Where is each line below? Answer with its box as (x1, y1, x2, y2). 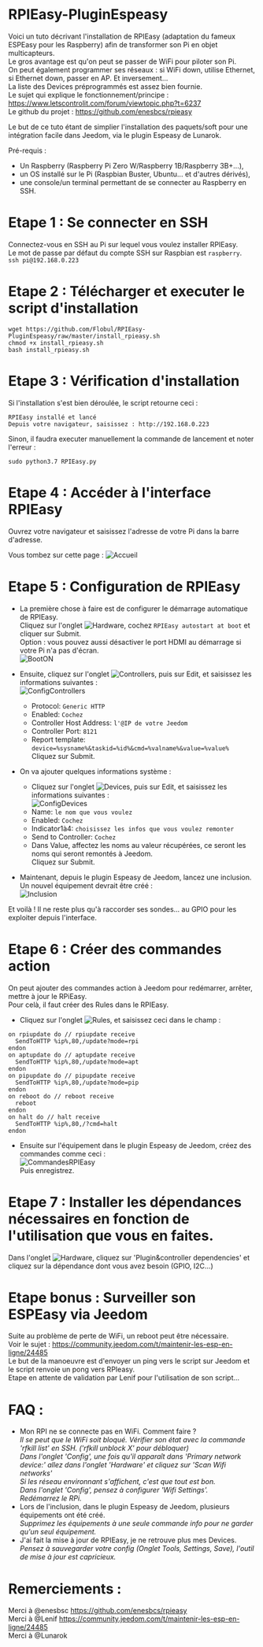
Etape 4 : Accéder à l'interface (8, 483, 212, 502)
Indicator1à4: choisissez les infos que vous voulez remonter (31, 823, 235, 833)
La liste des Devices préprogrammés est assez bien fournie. (8, 81, 203, 91)
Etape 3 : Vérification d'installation (8, 372, 240, 390)
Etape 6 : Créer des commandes (8, 940, 222, 958)
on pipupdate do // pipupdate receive (8, 1071, 135, 1079)
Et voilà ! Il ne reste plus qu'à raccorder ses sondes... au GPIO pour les (8, 904, 237, 914)
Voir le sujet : (8, 1340, 51, 1349)
